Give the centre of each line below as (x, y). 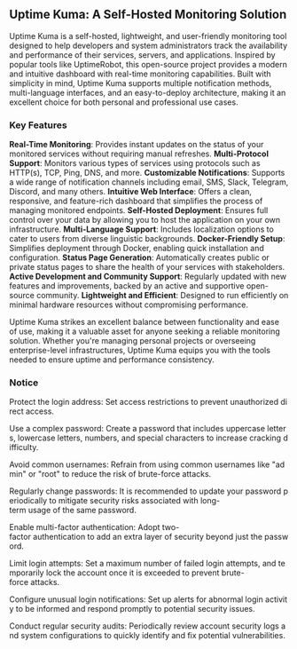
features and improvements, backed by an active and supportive (127, 286)
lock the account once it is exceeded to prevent (133, 573)
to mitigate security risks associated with (123, 501)
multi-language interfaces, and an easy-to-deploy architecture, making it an (148, 92)
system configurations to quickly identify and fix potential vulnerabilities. (153, 636)
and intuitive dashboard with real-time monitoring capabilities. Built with (141, 74)
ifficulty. (24, 447)
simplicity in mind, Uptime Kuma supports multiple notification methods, (141, 83)
